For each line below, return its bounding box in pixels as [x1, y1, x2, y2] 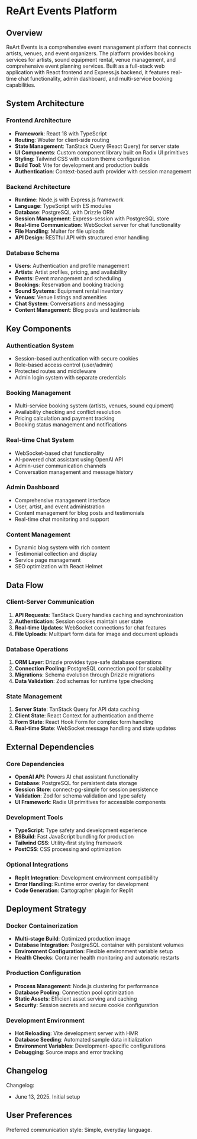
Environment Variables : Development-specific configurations [14, 1042, 166, 1049]
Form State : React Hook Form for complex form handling [14, 719, 154, 726]
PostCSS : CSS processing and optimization [14, 846, 121, 853]
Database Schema [6, 248, 60, 257]
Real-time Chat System [6, 436, 74, 444]
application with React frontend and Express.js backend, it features [6, 69, 170, 75]
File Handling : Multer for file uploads [14, 227, 105, 235]
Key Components [6, 324, 72, 334]
